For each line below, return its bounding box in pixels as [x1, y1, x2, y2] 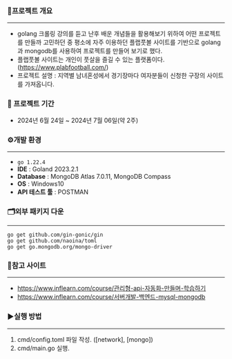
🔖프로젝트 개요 [7, 6, 53, 15]
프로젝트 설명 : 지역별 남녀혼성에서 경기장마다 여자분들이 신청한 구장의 [17, 71, 206, 80]
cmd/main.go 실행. [17, 344, 70, 352]
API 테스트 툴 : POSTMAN [17, 188, 88, 196]
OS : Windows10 [17, 179, 64, 188]
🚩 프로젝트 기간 [7, 99, 55, 108]
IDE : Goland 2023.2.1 [17, 164, 79, 173]
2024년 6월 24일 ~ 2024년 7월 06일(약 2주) [17, 116, 139, 124]
